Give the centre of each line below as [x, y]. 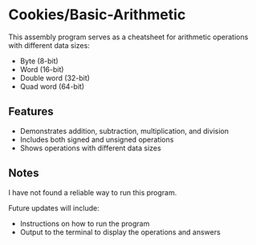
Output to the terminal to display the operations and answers [120, 232]
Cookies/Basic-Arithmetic [97, 15]
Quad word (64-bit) [52, 86]
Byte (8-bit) [39, 61]
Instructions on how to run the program [85, 223]
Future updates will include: [54, 208]
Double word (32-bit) [55, 78]
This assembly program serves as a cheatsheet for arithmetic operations [128, 37]
